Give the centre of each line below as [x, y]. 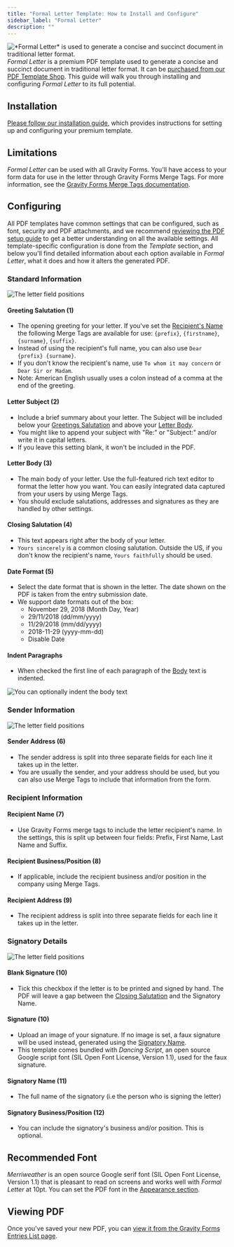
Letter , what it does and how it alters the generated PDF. [89, 260]
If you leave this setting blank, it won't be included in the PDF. [106, 447]
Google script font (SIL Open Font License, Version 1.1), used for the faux [122, 1057]
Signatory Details [37, 942]
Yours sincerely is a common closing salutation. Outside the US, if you [120, 548]
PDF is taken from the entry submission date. [82, 595]
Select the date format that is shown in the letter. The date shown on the [122, 587]
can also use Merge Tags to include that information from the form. [114, 779]
